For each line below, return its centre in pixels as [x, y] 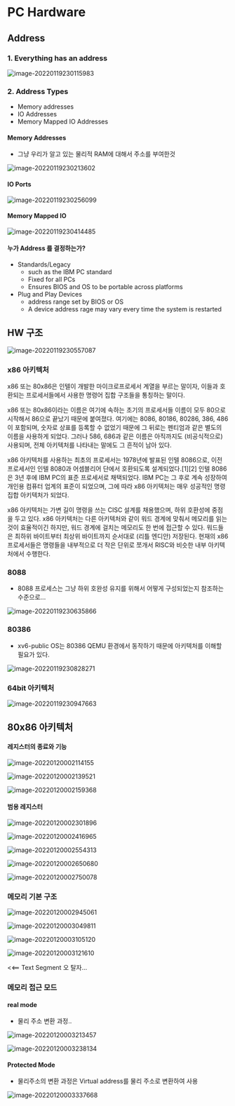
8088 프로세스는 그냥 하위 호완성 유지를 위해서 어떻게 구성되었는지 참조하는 [121, 588]
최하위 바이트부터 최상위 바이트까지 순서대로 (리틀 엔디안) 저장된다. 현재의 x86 [121, 537]
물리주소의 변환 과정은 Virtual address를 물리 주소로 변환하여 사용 [108, 1081]
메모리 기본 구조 [32, 896]
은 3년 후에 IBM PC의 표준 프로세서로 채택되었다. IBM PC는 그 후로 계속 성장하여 [117, 478]
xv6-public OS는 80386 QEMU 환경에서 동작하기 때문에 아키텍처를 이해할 [120, 645]
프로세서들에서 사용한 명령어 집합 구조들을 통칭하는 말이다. [106, 395]
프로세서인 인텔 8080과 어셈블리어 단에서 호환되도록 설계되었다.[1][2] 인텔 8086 [117, 469]
